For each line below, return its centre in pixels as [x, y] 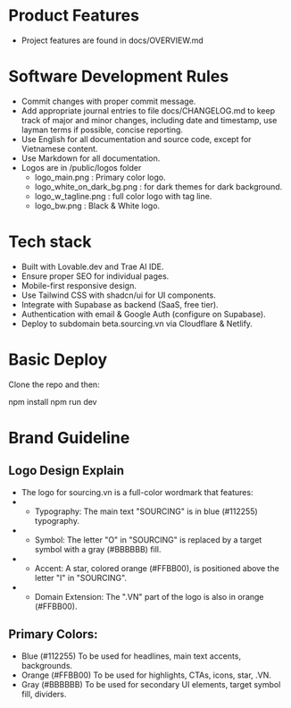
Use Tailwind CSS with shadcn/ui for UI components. [118, 295]
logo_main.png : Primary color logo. [100, 177]
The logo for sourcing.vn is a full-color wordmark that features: [137, 492]
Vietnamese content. [59, 148]
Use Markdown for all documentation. [91, 158]
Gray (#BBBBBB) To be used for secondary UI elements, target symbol [151, 684]
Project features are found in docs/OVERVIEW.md [112, 40]
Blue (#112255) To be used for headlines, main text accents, [131, 656]
